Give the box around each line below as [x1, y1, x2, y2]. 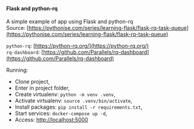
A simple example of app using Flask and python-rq [6, 18, 133, 25]
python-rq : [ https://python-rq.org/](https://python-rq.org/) [6, 42, 149, 50]
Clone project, [14, 78, 50, 85]
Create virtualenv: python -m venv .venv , [14, 91, 115, 98]
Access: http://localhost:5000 [14, 116, 88, 124]
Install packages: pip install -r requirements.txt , [14, 103, 143, 110]
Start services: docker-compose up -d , [14, 110, 107, 117]
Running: [6, 66, 29, 74]
